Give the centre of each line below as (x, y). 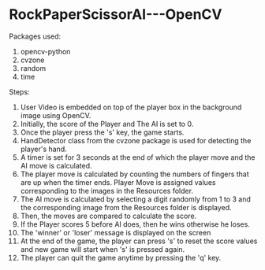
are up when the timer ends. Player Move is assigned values (118, 182)
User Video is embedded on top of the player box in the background (131, 107)
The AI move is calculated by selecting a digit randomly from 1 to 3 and (136, 199)
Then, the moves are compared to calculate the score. (108, 216)
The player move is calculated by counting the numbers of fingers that (134, 174)
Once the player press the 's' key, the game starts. (102, 132)
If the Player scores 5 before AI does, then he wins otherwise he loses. (135, 224)
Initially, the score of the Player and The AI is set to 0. (107, 124)
